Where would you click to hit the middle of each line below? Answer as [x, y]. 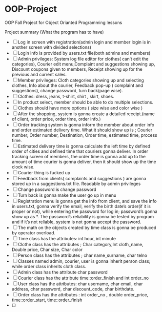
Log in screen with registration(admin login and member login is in [84, 42]
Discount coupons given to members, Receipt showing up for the [77, 69]
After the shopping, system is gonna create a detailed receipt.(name [86, 114]
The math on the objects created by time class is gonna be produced [87, 228]
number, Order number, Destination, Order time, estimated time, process [84, 135]
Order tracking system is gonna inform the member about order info [86, 125]
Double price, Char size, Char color [47, 250]
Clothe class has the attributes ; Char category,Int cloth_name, [81, 244]
